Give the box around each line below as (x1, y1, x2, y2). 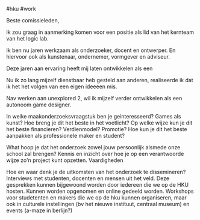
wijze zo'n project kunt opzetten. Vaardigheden (6, 157, 123, 164)
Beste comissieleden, (6, 17, 60, 24)
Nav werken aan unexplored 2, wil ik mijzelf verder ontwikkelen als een (6, 95, 183, 102)
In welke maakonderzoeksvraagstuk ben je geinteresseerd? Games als (6, 113, 181, 120)
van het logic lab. (6, 35, 49, 42)
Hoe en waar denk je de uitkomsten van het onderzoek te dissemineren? (6, 169, 186, 175)
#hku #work (6, 5, 36, 12)
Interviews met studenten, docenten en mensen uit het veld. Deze (6, 175, 170, 182)
